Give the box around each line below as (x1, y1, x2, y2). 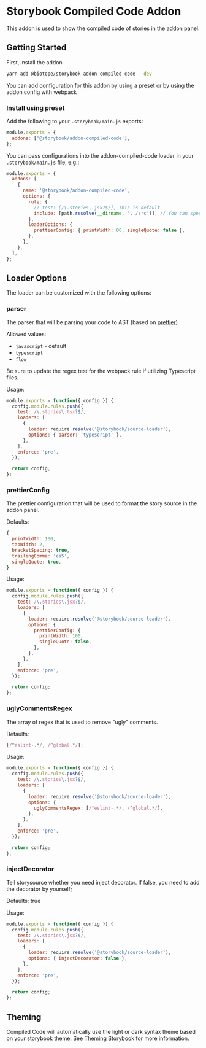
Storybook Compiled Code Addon (6, 4, 181, 18)
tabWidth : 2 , (12, 541, 45, 548)
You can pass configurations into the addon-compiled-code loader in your (6, 152, 194, 159)
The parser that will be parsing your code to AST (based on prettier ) (6, 318, 178, 326)
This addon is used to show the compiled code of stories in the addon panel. (6, 25, 200, 32)
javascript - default (15, 342, 66, 349)
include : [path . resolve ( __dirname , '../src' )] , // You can (33, 210, 188, 216)
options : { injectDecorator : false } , (28, 955, 128, 961)
